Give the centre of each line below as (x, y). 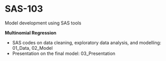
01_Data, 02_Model (33, 48)
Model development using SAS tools (43, 23)
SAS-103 (24, 9)
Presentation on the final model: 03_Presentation (64, 53)
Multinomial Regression (31, 33)
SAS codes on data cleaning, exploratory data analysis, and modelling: (87, 42)
